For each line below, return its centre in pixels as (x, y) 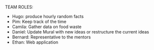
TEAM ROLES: (19, 7)
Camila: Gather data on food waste (47, 27)
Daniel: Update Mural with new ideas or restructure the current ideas (80, 32)
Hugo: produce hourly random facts (48, 16)
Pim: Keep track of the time (39, 22)
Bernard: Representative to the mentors (51, 37)
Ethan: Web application (35, 42)
